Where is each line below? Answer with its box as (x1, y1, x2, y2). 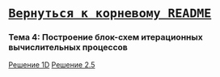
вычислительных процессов (8, 42, 128, 53)
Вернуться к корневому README (8, 6, 212, 21)
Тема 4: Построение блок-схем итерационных (8, 32, 204, 43)
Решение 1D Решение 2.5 (8, 60, 95, 70)
